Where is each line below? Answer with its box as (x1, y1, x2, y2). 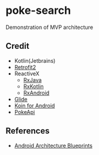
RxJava (23, 76, 42, 83)
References (5, 126, 50, 136)
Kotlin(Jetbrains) (14, 57, 56, 64)
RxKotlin (23, 83, 44, 90)
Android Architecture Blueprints (14, 142, 93, 149)
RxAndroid (23, 89, 50, 96)
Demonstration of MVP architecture (5, 24, 94, 31)
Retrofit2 (14, 63, 37, 71)
